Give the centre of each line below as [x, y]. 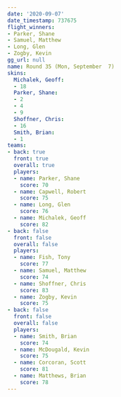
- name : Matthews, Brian [50, 376]
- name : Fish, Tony [42, 258]
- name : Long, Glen [42, 205]
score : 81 [34, 369]
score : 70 [34, 185]
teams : [17, 146]
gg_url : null [26, 60]
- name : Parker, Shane [47, 178]
